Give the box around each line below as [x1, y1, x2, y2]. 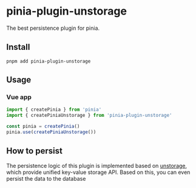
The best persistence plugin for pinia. [6, 24, 100, 32]
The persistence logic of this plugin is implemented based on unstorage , [6, 162, 188, 169]
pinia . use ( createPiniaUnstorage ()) [6, 129, 96, 135]
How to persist [6, 146, 63, 156]
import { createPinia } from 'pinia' [6, 106, 102, 113]
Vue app [6, 93, 32, 102]
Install [6, 42, 30, 52]
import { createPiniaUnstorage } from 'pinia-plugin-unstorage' [6, 113, 172, 119]
